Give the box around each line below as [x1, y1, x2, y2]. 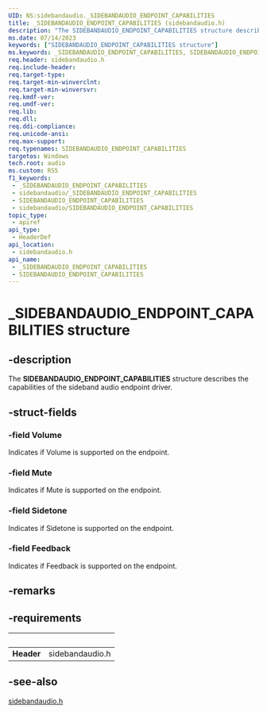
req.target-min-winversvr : [8, 85, 98, 94]
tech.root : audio [8, 160, 66, 168]
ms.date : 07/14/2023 [8, 33, 77, 42]
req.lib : [8, 108, 37, 116]
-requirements [8, 611, 82, 625]
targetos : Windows [8, 152, 69, 160]
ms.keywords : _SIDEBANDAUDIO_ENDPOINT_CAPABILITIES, [8, 48, 187, 56]
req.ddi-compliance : [8, 122, 77, 130]
